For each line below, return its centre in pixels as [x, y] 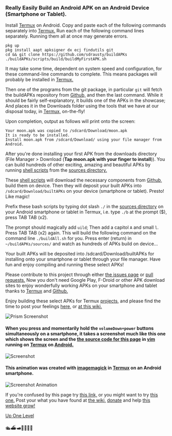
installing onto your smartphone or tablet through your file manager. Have [83, 259]
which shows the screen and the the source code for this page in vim [80, 339]
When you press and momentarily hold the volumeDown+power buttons [80, 328]
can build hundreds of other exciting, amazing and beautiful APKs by [78, 165]
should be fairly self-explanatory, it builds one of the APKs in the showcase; [85, 101]
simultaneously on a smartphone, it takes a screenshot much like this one [85, 334]
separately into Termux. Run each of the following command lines [75, 31]
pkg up [12, 46]
